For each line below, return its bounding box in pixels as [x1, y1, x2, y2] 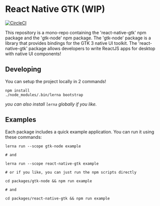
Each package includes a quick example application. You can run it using [5, 128, 155, 135]
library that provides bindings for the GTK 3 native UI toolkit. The [5, 40, 138, 46]
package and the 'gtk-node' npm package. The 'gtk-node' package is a [5, 35, 152, 41]
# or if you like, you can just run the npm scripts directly [5, 170, 137, 175]
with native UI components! [5, 51, 61, 57]
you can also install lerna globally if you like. [5, 101, 97, 107]
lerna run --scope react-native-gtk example [5, 161, 99, 166]
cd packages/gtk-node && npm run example [5, 178, 92, 184]
